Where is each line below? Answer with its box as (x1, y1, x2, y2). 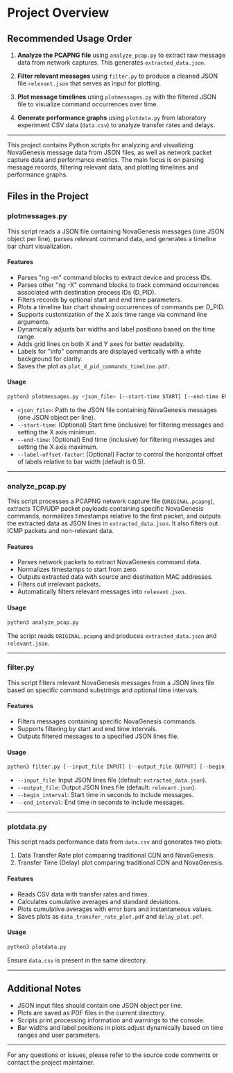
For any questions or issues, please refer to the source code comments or (7, 1051, 218, 1059)
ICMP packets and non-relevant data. (7, 527, 114, 535)
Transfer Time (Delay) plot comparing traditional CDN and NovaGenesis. (17, 858, 224, 867)
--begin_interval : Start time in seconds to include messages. (17, 791, 194, 799)
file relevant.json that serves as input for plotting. (17, 79, 162, 88)
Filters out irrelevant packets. (17, 580, 101, 589)
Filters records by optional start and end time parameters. (17, 295, 182, 304)
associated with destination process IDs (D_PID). (17, 288, 157, 296)
